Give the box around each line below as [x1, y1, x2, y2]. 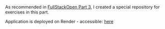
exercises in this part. [5, 9, 49, 15]
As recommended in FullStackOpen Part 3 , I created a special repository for [5, 4, 160, 10]
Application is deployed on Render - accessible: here [5, 19, 114, 24]
